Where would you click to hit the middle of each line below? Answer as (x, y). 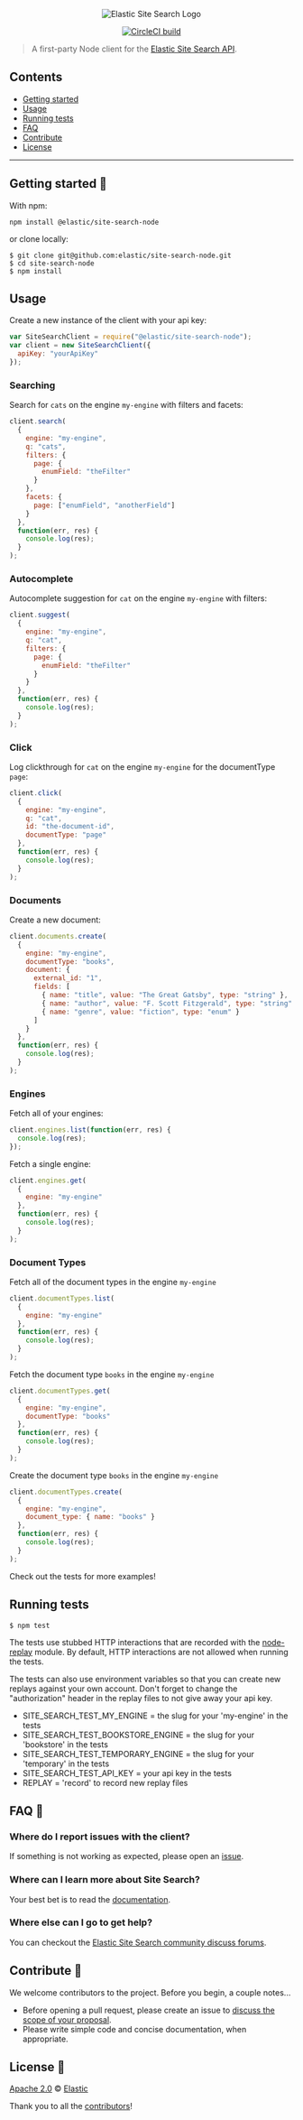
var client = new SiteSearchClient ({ (80, 346)
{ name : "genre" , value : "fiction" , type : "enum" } (141, 1012)
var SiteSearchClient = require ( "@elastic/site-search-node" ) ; (131, 337)
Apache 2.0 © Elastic (49, 2088)
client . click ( (36, 793)
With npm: (28, 205)
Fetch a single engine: (50, 1163)
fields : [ (51, 987)
